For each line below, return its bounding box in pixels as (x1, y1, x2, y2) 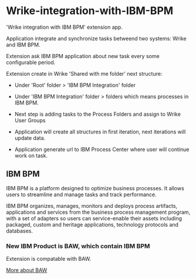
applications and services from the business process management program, (6, 209, 191, 216)
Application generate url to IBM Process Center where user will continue (14, 146, 190, 153)
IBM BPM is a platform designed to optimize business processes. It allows (6, 184, 185, 191)
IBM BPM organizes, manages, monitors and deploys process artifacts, (6, 202, 178, 209)
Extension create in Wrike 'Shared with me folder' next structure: (6, 70, 163, 77)
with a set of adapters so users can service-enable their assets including (6, 214, 183, 221)
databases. (6, 227, 33, 234)
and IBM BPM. (6, 41, 40, 48)
